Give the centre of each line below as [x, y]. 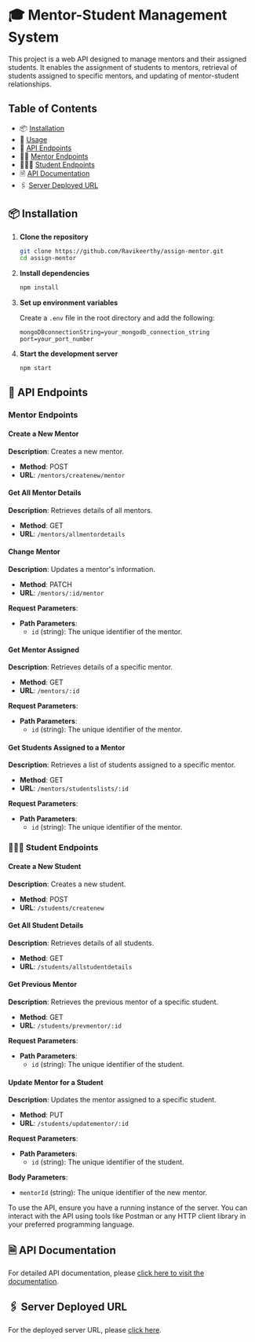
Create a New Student [45, 866]
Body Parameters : [38, 1177]
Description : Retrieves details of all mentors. [80, 510]
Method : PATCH [46, 584]
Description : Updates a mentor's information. [82, 569]
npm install [39, 288]
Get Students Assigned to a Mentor [67, 747]
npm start [36, 368]
